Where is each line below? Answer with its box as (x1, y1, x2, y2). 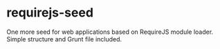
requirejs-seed (6, 5, 94, 21)
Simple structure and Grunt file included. (6, 35, 122, 43)
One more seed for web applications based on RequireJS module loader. (6, 28, 214, 36)
